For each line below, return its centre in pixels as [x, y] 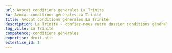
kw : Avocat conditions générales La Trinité [53, 15]
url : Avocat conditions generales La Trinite [55, 10]
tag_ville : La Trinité [29, 29]
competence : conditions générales [42, 33]
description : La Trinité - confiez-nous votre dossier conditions [78, 24]
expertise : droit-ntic [29, 38]
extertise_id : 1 [23, 43]
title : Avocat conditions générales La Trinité [57, 19]
